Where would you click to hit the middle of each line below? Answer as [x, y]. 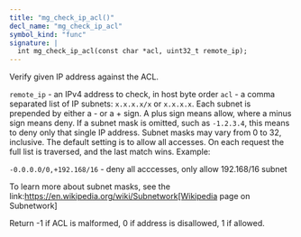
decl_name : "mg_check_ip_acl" [66, 26]
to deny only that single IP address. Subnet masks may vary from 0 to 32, [146, 132]
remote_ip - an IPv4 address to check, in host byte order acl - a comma [142, 95]
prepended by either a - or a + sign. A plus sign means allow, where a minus [150, 114]
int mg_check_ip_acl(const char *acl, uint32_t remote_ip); [132, 51]
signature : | [34, 43]
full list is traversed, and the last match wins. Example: [110, 152]
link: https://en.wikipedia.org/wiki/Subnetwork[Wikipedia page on [130, 196]
